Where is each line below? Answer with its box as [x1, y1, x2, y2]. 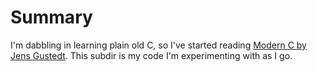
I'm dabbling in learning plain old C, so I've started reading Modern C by [10, 39, 307, 51]
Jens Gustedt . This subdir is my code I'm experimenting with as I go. [10, 49, 293, 61]
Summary [10, 6, 93, 29]
